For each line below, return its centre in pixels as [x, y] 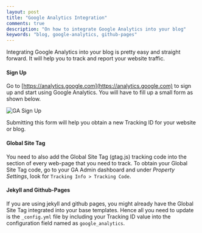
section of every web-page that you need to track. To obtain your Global [97, 163]
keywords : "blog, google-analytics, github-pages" [72, 35]
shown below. [24, 99]
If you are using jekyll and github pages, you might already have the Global [100, 203]
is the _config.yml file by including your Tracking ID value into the [89, 217]
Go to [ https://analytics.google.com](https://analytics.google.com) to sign [99, 86]
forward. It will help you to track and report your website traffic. [86, 59]
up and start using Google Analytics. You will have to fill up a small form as [100, 93]
